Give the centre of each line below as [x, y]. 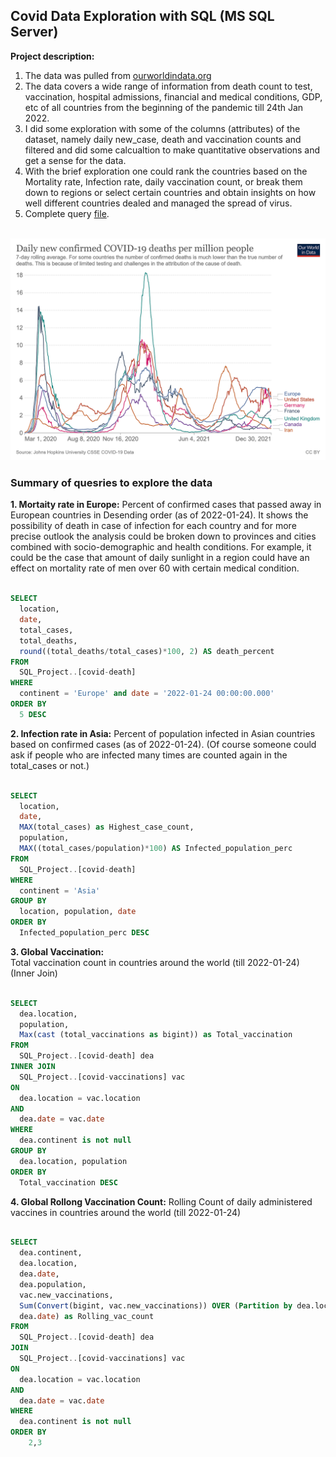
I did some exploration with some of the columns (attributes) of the [162, 128]
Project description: [52, 56]
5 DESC [33, 714]
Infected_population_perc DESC [84, 933]
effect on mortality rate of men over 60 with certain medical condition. [155, 568]
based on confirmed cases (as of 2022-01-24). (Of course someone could [163, 744]
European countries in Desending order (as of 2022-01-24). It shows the [159, 515]
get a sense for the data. [75, 160]
